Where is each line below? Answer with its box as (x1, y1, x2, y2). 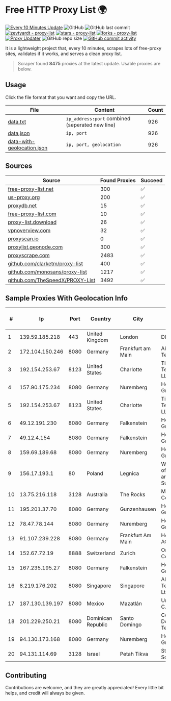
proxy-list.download (8, 218, 57, 226)
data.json (8, 130, 30, 137)
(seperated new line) (66, 121, 116, 128)
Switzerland (86, 549, 116, 557)
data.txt (8, 118, 26, 125)
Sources (5, 162, 33, 170)
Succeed (140, 177, 163, 184)
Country (91, 315, 111, 322)
